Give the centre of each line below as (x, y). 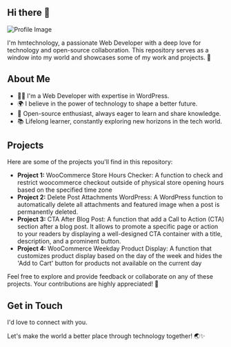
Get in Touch (35, 305)
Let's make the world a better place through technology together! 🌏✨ (106, 336)
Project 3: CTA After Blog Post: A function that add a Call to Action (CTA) (121, 219)
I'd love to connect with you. (47, 322)
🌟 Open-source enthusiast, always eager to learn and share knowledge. (119, 113)
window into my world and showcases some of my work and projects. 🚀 (109, 57)
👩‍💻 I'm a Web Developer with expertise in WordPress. (93, 96)
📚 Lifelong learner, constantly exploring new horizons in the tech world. (120, 121)
